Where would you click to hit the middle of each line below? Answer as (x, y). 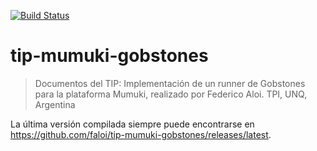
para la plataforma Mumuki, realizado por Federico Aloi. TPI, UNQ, (171, 94)
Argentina (55, 104)
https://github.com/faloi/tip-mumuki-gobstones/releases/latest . (141, 134)
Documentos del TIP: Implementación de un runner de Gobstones (170, 83)
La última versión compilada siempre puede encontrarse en (132, 124)
